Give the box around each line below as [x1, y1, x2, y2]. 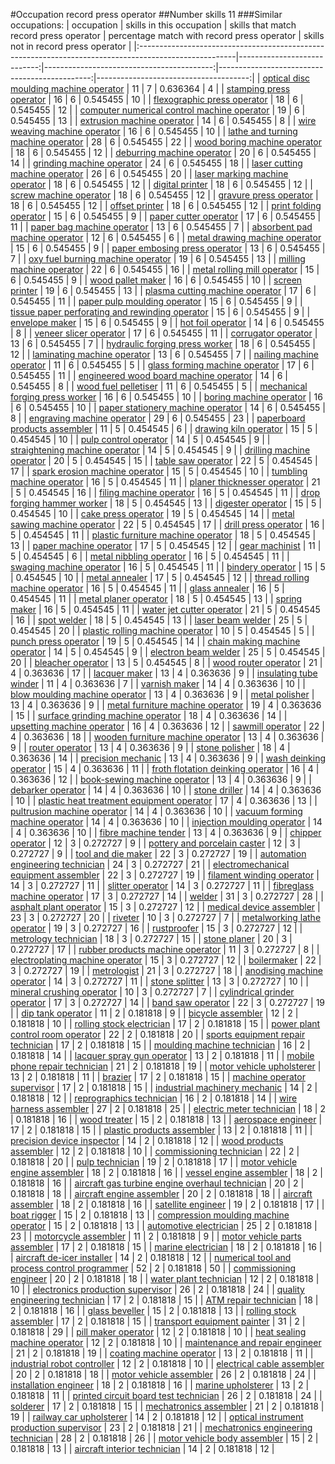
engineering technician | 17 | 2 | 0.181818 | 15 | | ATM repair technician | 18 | [10, 1294, 319, 1306]
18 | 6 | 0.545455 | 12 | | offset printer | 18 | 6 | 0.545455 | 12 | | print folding [10, 200, 322, 211]
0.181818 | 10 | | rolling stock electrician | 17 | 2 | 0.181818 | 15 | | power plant [10, 1018, 321, 1029]
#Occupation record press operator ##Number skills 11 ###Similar [10, 9, 283, 20]
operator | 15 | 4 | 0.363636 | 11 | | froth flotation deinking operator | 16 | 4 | [10, 763, 320, 774]
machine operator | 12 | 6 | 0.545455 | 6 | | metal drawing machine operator [10, 232, 322, 243]
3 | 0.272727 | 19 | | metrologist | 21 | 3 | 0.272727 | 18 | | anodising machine [10, 965, 323, 976]
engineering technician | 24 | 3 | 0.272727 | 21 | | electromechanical [10, 859, 290, 870]
